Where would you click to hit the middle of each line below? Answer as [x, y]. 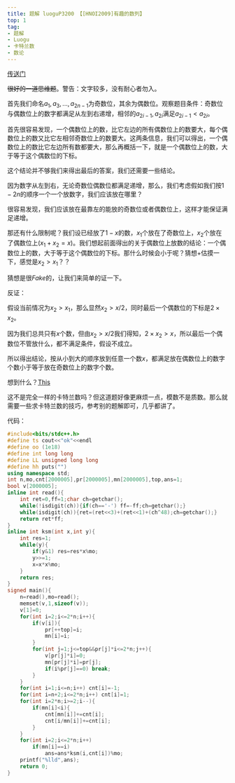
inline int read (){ [36, 493]
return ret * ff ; [42, 519]
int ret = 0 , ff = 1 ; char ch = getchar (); [72, 499]
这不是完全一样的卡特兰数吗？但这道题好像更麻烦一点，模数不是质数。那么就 [117, 397]
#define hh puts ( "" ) [37, 467]
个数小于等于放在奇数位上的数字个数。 [62, 367]
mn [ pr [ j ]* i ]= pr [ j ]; [73, 662]
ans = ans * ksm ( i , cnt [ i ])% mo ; [84, 754]
